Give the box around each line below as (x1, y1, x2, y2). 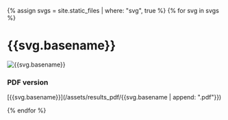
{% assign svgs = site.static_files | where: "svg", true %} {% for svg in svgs (7, 7, 219, 14)
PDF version (7, 77, 49, 87)
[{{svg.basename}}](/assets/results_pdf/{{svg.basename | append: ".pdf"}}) (7, 93, 222, 101)
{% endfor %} (7, 106, 47, 115)
